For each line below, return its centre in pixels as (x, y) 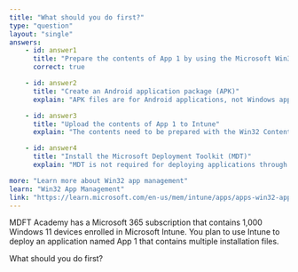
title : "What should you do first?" (77, 17)
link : (19, 197)
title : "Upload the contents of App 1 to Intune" (126, 124)
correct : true (59, 68)
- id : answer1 (51, 51)
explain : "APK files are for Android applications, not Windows (154, 100)
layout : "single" (41, 34)
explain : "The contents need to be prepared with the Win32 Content (162, 132)
